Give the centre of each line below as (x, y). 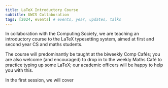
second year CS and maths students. (44, 45)
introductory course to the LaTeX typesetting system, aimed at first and (80, 39)
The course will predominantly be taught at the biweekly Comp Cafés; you (83, 54)
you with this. (19, 70)
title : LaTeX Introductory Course (42, 10)
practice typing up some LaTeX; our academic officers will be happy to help (84, 65)
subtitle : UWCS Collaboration (37, 15)
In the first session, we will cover (40, 80)
